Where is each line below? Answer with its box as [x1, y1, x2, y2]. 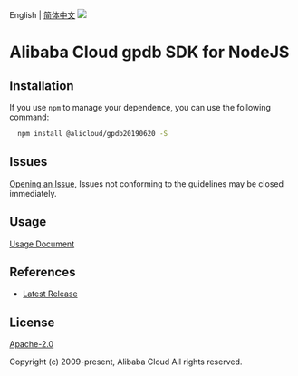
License [9, 314, 55, 330]
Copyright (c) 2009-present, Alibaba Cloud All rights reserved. [9, 356, 243, 367]
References [9, 264, 76, 280]
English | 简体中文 [9, 10, 76, 20]
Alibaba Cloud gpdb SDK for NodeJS [9, 42, 290, 63]
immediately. [9, 188, 57, 198]
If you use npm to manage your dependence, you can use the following [9, 102, 272, 112]
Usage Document [9, 238, 75, 249]
